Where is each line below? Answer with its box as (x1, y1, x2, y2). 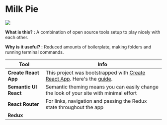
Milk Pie (5, 3, 39, 15)
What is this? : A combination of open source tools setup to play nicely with (5, 29, 161, 35)
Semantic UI (7, 83, 37, 90)
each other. (5, 34, 29, 40)
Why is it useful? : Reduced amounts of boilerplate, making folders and (5, 43, 152, 50)
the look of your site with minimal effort (45, 89, 137, 96)
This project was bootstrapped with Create (45, 69, 146, 76)
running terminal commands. (5, 49, 64, 55)
